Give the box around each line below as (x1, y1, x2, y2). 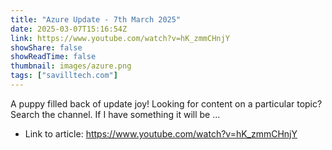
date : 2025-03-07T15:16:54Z (10, 24, 128, 34)
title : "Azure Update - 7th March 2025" (10, 14, 182, 25)
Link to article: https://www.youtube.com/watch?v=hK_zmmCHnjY (24, 127, 298, 140)
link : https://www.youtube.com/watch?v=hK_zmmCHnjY (10, 33, 230, 43)
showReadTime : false (10, 52, 97, 62)
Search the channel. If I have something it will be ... (10, 108, 221, 120)
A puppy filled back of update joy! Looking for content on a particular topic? (10, 97, 323, 110)
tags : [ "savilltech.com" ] (10, 71, 118, 81)
